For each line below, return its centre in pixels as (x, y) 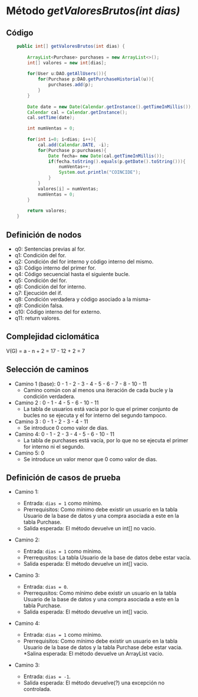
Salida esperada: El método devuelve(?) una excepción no (94, 683)
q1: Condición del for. (40, 255)
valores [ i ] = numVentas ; (68, 189)
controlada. (37, 689)
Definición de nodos (44, 235)
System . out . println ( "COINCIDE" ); (100, 173)
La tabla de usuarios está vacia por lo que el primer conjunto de (101, 409)
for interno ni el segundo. (54, 446)
